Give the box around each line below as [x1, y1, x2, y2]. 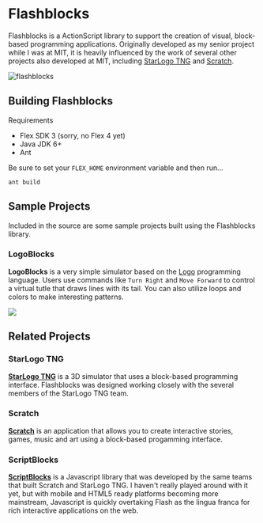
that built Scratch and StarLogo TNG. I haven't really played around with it [8, 480, 249, 491]
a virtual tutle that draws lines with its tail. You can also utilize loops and [8, 283, 242, 293]
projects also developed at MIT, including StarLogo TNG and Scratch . [8, 56, 235, 66]
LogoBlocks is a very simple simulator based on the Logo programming [8, 267, 241, 276]
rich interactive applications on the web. [8, 506, 139, 515]
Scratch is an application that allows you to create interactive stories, [8, 426, 234, 435]
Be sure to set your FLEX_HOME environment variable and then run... [8, 163, 224, 172]
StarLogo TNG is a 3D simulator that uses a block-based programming [8, 371, 239, 381]
